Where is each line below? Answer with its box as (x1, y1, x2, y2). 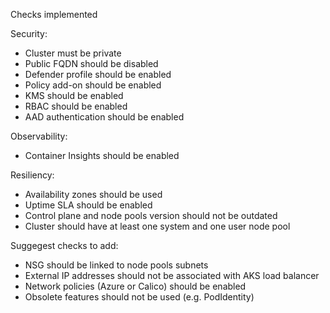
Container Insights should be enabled (24, 150, 180, 161)
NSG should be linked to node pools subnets (24, 259, 209, 271)
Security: (10, 28, 48, 39)
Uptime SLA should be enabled (24, 199, 153, 211)
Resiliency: (10, 169, 55, 181)
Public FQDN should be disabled (24, 58, 159, 69)
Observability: (10, 130, 68, 142)
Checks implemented (10, 9, 98, 20)
